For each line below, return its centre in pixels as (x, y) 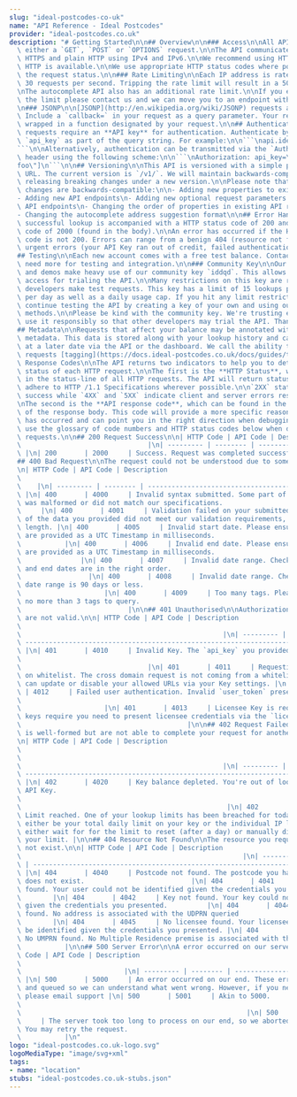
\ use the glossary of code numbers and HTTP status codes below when (150, 429)
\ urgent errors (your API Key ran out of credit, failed (126, 248)
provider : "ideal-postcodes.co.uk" (75, 34)
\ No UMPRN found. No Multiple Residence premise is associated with (148, 939)
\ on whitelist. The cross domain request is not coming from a (138, 675)
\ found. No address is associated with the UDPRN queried (128, 914)
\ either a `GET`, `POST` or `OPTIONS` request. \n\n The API (130, 50)
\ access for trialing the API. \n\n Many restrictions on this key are (150, 280)
